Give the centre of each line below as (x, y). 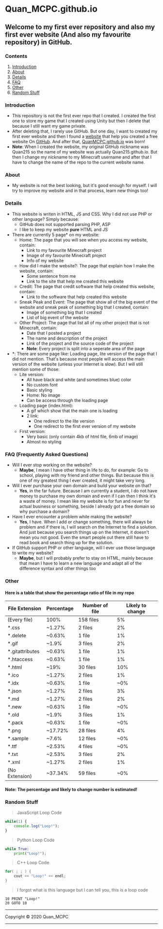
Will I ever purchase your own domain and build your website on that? (82, 486)
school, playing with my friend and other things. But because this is (87, 475)
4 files (85, 746)
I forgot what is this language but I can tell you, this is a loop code (82, 890)
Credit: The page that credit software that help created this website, (87, 286)
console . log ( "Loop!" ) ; (37, 826)
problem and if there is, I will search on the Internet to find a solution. (88, 527)
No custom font (42, 385)
